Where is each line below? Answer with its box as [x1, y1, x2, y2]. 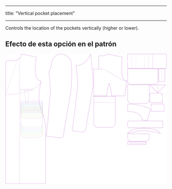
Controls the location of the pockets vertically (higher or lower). [5, 25, 139, 31]
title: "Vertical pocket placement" [5, 10, 75, 16]
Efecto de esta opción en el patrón [5, 40, 117, 49]
